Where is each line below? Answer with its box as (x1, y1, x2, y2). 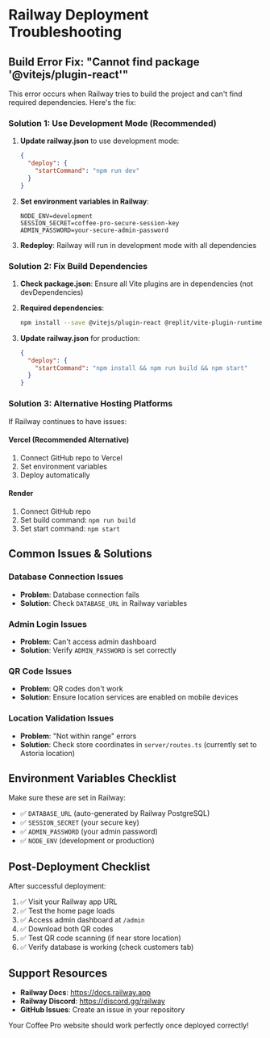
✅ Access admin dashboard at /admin (19, 915, 145, 925)
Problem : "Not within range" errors (19, 731, 137, 741)
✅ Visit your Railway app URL (19, 897, 118, 906)
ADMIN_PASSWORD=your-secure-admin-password (19, 226, 169, 234)
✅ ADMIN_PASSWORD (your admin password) (19, 826, 159, 837)
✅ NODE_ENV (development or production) (19, 836, 155, 846)
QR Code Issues (8, 665, 73, 676)
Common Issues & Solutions (8, 547, 152, 561)
